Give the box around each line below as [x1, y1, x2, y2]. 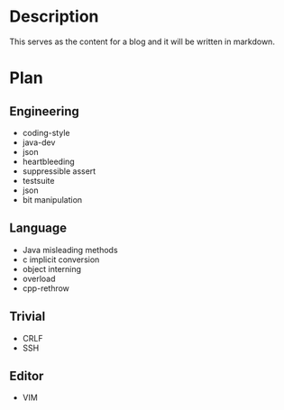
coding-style [22, 127, 70, 138]
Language [9, 221, 68, 236]
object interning [22, 263, 82, 274]
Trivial [9, 309, 46, 324]
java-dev [22, 137, 56, 148]
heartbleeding [22, 156, 75, 167]
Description [9, 6, 99, 27]
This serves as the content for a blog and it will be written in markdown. [9, 36, 275, 47]
